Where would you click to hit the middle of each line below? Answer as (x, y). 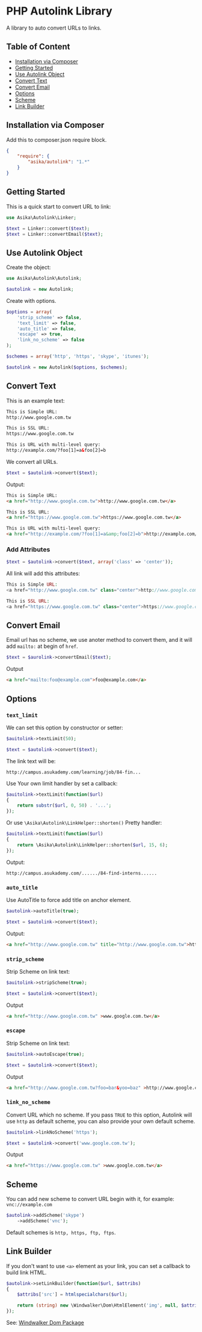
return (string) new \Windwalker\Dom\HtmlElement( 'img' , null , (98, 1305)
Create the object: (29, 267)
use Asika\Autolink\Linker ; (41, 217)
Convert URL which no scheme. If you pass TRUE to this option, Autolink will (99, 1115)
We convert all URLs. (32, 461)
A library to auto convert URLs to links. (54, 28)
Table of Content (38, 47)
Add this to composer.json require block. (57, 139)
